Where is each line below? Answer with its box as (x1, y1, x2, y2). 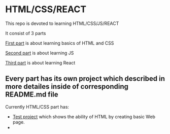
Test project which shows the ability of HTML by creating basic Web (12, 113, 156, 120)
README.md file (5, 90, 58, 99)
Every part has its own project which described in (5, 75, 165, 83)
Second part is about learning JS (5, 50, 74, 56)
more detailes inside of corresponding (5, 82, 128, 91)
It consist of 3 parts (5, 30, 46, 36)
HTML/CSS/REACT (5, 4, 87, 15)
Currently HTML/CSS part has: (5, 104, 70, 110)
